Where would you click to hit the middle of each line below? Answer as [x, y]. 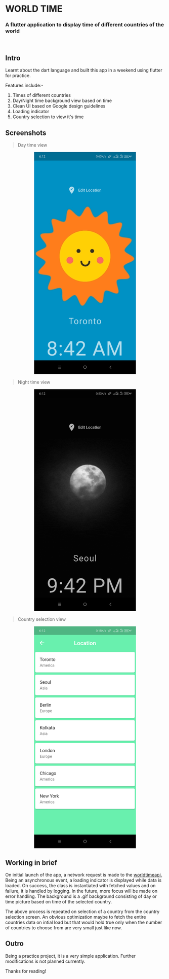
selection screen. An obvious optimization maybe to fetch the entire [76, 917]
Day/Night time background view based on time [62, 101]
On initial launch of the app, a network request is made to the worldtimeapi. [84, 875]
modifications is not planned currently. [45, 961]
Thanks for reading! [26, 971]
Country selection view [42, 619]
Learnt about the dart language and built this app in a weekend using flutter [84, 70]
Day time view [32, 145]
